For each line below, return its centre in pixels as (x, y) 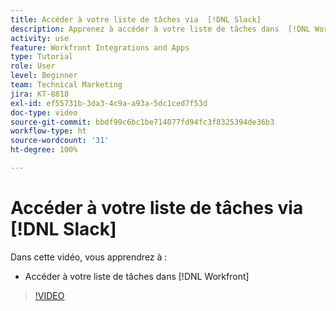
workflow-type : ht (48, 131)
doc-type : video (44, 112)
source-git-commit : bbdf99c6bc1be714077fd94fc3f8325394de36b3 (142, 122)
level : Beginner (44, 76)
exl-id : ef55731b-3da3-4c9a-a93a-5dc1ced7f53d (109, 103)
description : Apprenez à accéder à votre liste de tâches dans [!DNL (160, 29)
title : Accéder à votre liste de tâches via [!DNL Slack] (136, 19)
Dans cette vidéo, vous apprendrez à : (89, 257)
